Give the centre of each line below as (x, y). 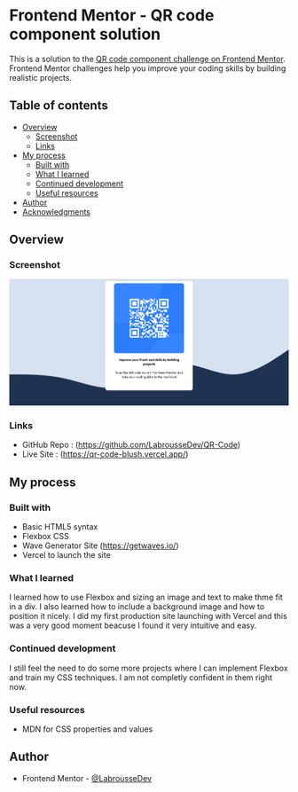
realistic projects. (41, 77)
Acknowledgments (56, 212)
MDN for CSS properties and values (87, 729)
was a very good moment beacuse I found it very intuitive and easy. (133, 625)
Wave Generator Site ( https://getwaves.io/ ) (100, 545)
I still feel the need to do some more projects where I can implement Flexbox (149, 668)
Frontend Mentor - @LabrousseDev (87, 778)
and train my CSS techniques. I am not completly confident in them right (141, 677)
